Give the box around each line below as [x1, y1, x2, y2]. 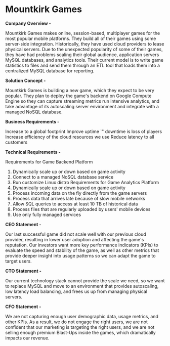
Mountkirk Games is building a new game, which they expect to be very [5, 87, 154, 93]
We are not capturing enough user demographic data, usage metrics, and [5, 313, 158, 319]
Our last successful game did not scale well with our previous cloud [5, 231, 147, 237]
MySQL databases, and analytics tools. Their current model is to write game [5, 57, 163, 63]
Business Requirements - [5, 118, 60, 124]
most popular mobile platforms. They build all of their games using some [5, 35, 156, 41]
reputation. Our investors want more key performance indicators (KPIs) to [5, 242, 158, 248]
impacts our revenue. [5, 335, 50, 341]
